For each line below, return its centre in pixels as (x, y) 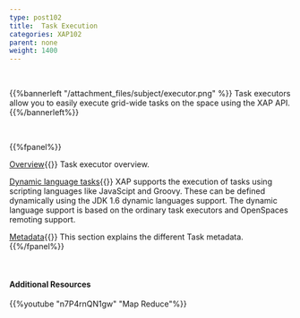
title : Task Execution (54, 26)
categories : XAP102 (46, 34)
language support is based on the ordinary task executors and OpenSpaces (149, 210)
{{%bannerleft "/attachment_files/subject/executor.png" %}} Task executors (150, 94)
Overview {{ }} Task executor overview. (79, 164)
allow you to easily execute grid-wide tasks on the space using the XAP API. (150, 103)
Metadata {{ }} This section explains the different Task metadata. (126, 237)
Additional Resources (50, 284)
